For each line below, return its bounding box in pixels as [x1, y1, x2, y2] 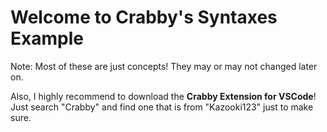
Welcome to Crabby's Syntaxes [10, 6, 278, 29]
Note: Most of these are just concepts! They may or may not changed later [10, 60, 318, 72]
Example [10, 27, 84, 50]
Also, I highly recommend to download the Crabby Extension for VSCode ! [10, 90, 317, 102]
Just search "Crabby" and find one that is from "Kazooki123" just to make [10, 101, 314, 113]
